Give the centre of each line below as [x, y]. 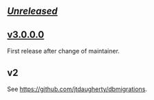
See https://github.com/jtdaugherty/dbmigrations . [77, 89]
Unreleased [33, 11]
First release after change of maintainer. [63, 51]
